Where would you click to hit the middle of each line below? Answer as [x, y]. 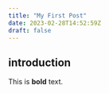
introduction [40, 62]
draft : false [30, 30]
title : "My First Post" [48, 15]
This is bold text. [36, 82]
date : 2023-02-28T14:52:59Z [55, 23]
